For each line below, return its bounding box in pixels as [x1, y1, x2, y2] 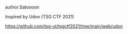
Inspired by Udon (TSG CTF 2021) [5, 14, 74, 19]
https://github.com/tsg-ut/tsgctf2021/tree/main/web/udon [5, 23, 123, 29]
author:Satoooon [5, 4, 40, 10]
